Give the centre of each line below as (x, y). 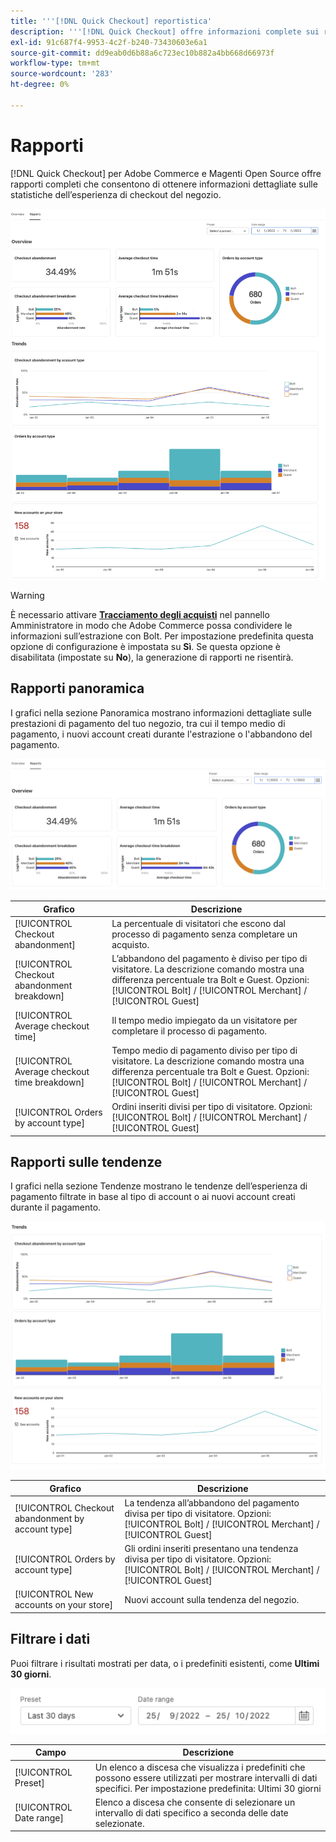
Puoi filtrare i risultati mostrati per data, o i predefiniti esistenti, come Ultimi (165, 1663)
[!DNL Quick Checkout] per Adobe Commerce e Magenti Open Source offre (166, 173)
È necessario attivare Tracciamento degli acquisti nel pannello (140, 614)
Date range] (39, 1818)
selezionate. (119, 1823)
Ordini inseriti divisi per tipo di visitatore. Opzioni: (212, 1107)
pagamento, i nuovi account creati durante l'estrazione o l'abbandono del (161, 734)
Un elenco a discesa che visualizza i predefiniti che (200, 1767)
